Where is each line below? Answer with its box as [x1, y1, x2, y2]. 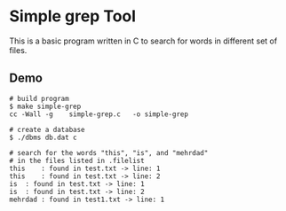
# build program [9, 94, 69, 103]
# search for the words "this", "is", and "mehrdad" [9, 148, 209, 157]
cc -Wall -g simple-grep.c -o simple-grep [9, 109, 189, 119]
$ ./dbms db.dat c [9, 133, 77, 142]
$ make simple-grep [9, 102, 82, 111]
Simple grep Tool [9, 6, 136, 27]
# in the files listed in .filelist [9, 156, 145, 165]
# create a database [9, 125, 86, 134]
